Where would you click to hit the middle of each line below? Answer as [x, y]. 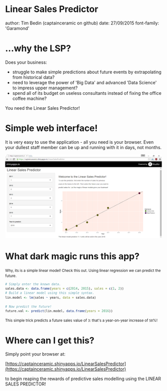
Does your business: [26, 62]
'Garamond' [17, 28]
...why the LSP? [38, 49]
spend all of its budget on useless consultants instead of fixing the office [87, 93]
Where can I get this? [50, 340]
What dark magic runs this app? [72, 257]
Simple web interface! [51, 128]
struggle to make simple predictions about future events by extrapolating [87, 72]
